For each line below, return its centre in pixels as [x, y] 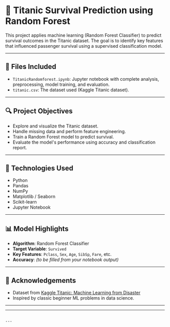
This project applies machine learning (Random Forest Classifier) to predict [83, 35]
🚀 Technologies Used [39, 168]
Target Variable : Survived [39, 249]
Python [20, 180]
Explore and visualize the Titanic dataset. [55, 126]
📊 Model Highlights [37, 229]
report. [20, 147]
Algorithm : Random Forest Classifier [51, 244]
